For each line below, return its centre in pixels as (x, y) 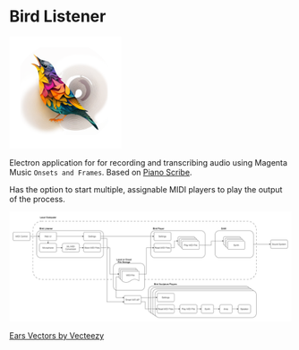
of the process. (37, 199)
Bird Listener (58, 17)
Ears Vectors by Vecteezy (57, 335)
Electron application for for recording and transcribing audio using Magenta (149, 162)
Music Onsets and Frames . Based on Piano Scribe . (101, 172)
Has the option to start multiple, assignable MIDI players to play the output (146, 189)
